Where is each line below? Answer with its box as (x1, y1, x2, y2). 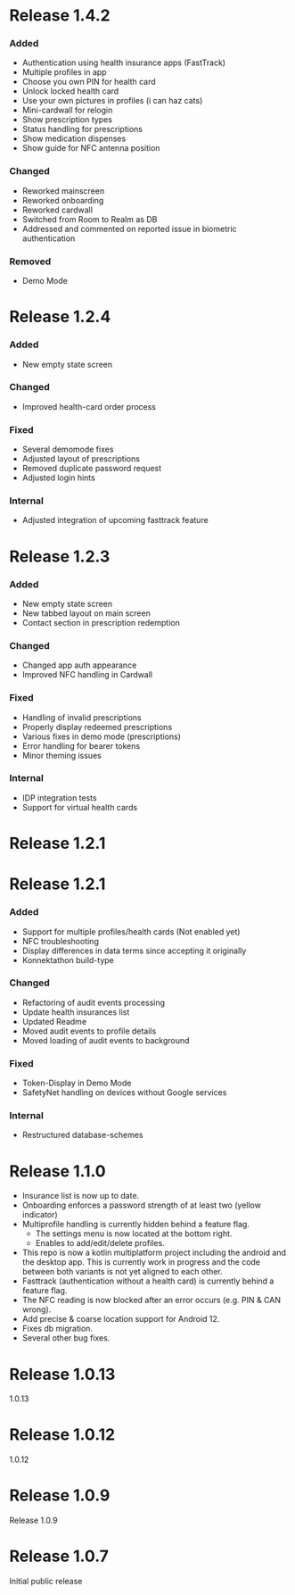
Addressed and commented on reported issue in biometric (21, 223, 238, 234)
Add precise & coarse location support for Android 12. (21, 1314, 220, 1325)
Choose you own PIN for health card (21, 77, 156, 87)
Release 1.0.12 (9, 1425, 116, 1445)
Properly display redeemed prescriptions (21, 721, 173, 732)
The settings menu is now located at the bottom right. (35, 1228, 233, 1239)
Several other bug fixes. (21, 1333, 111, 1343)
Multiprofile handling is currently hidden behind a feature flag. (21, 1219, 250, 1230)
